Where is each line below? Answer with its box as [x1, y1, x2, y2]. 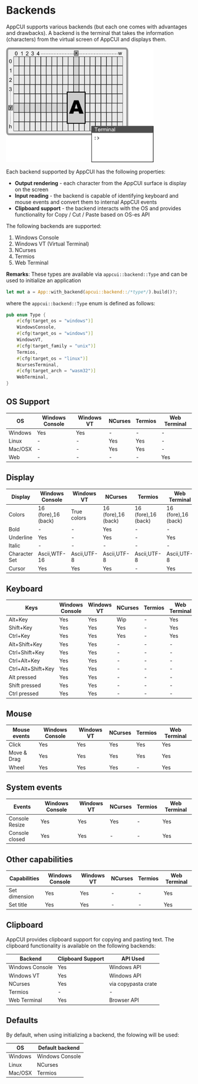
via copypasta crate [108, 980, 157, 987]
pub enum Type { [6, 312, 46, 318]
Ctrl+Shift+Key [8, 649, 45, 656]
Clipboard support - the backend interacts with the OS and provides [14, 205, 181, 212]
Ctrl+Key [8, 633, 31, 640]
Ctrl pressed [8, 690, 39, 697]
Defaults [6, 1015, 38, 1025]
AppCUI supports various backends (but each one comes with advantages [6, 23, 187, 30]
